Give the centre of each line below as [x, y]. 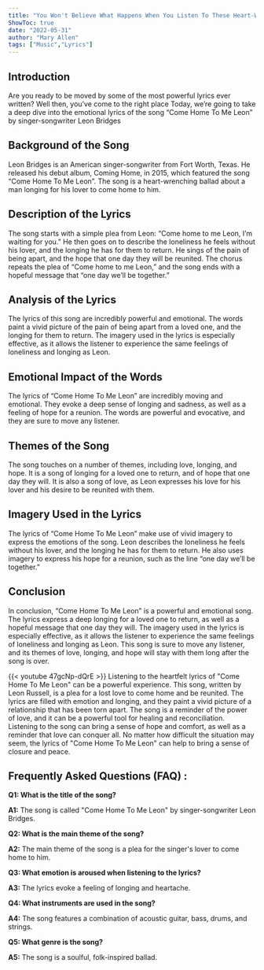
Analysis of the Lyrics [62, 300]
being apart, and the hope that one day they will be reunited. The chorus [125, 258]
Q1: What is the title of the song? [62, 795]
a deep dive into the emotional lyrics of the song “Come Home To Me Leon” [130, 112]
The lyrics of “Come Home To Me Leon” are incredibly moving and [116, 396]
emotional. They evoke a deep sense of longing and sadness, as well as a [127, 404]
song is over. [29, 661]
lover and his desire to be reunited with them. [81, 490]
